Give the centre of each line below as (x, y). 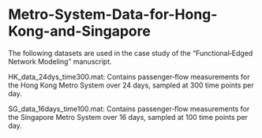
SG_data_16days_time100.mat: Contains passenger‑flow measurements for (129, 109)
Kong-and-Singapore (80, 31)
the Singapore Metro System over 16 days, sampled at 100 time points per (128, 117)
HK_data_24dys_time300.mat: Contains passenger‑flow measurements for (129, 76)
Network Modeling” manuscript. (60, 62)
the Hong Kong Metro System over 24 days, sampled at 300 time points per (131, 85)
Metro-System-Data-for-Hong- (113, 15)
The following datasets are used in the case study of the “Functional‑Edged (131, 53)
